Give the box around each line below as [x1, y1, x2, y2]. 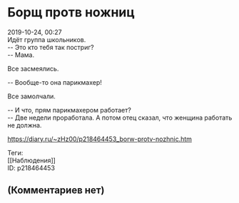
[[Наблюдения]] [7, 156, 56, 165]
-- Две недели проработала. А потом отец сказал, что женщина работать [7, 113, 233, 122]
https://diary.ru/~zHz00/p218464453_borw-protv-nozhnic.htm [7, 135, 193, 143]
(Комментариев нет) [7, 184, 105, 197]
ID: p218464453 [7, 163, 56, 172]
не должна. [7, 120, 42, 129]
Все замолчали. [7, 92, 56, 100]
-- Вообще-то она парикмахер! [7, 78, 102, 86]
